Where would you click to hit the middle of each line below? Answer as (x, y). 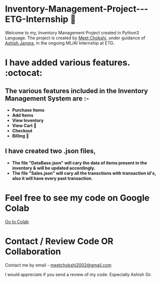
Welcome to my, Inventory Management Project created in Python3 (72, 33)
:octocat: (24, 73)
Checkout (22, 131)
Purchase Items (28, 110)
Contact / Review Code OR (59, 241)
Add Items (23, 115)
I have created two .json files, (50, 151)
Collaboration (33, 251)
